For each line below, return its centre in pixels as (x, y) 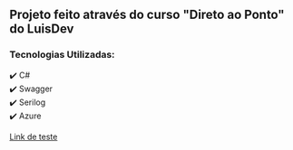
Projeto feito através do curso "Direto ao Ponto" (147, 15)
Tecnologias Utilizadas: (62, 55)
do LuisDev (42, 29)
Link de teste (34, 136)
